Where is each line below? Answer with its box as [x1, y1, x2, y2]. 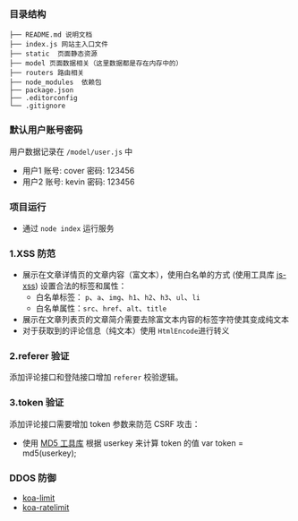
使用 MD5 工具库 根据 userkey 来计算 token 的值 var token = [21, 437, 244, 448]
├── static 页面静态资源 [9, 49, 98, 59]
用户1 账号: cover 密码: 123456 [21, 165, 135, 175]
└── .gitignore [9, 101, 66, 111]
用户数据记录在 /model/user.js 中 [9, 146, 133, 157]
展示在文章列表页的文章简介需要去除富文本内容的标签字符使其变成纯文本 [21, 314, 289, 325]
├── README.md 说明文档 [9, 30, 92, 39]
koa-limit [21, 492, 55, 503]
